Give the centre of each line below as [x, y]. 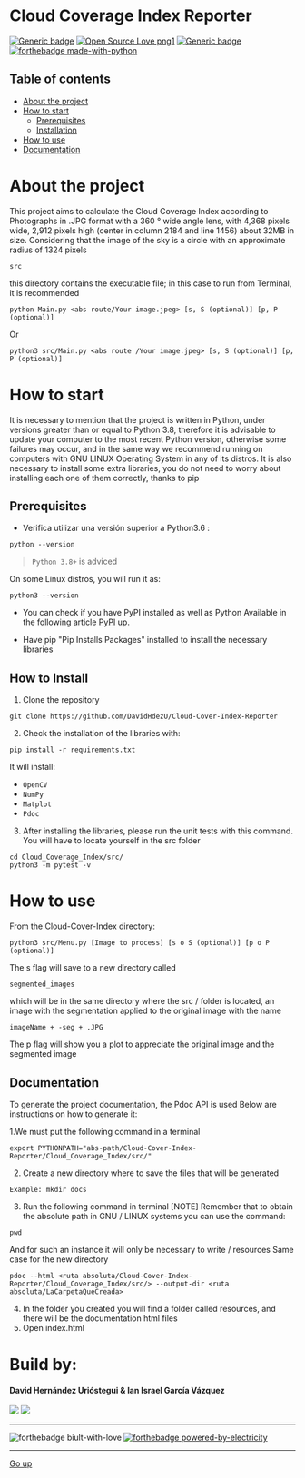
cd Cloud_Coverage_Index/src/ [67, 857]
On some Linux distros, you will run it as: [85, 579]
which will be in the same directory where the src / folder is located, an [142, 1001]
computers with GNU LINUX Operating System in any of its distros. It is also [151, 458]
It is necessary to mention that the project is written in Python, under [138, 419]
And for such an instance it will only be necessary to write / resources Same [152, 1250]
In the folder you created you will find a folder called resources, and [149, 1309]
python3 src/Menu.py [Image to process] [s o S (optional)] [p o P [140, 943]
